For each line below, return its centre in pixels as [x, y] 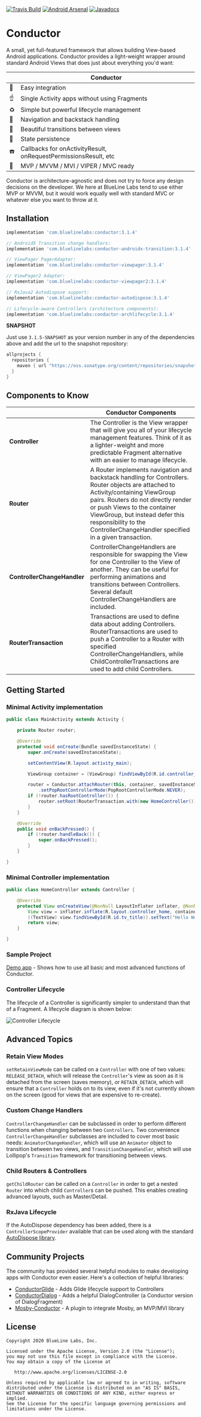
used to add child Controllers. [132, 669]
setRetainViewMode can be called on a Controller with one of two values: [96, 1070]
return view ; [44, 923]
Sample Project [29, 954]
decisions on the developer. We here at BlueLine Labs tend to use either [95, 187]
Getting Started [36, 690]
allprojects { [24, 355]
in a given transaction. [121, 537]
